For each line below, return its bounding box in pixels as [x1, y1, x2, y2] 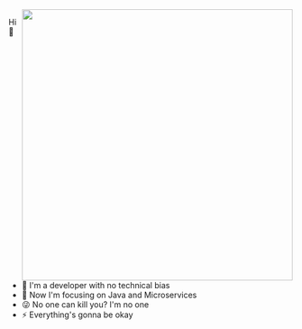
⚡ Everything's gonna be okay [21, 309, 133, 320]
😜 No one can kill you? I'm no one [21, 299, 150, 310]
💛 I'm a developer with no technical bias [21, 280, 170, 290]
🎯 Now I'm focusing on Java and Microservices [21, 289, 197, 300]
